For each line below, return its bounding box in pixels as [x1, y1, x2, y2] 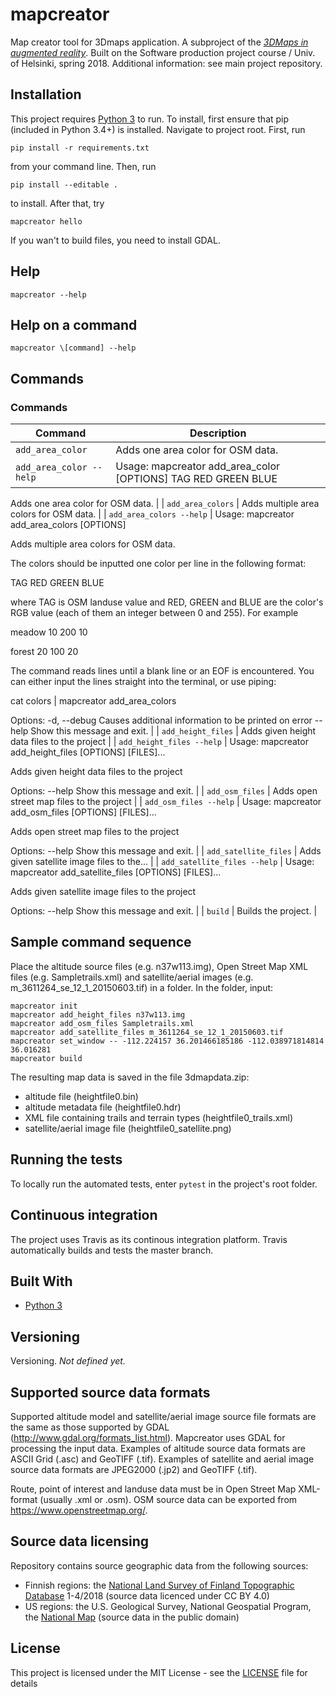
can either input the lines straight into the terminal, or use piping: [10, 676, 277, 688]
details [10, 1677, 38, 1689]
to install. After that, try [10, 197, 105, 209]
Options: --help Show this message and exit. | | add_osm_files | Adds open [10, 785, 318, 797]
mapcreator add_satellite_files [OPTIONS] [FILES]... [10, 866, 222, 878]
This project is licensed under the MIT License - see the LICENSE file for [10, 1666, 308, 1678]
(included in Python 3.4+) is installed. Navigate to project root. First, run [10, 123, 306, 135]
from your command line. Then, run [10, 160, 157, 172]
